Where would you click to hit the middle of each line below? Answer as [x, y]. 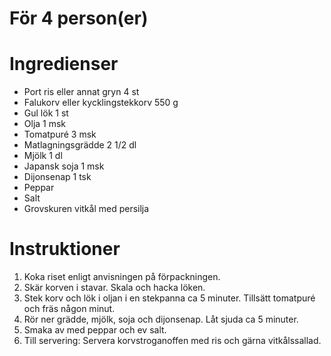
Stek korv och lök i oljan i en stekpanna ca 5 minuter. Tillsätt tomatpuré [169, 298]
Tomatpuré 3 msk [60, 134]
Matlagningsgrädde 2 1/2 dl [80, 145]
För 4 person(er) [79, 18]
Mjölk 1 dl [43, 156]
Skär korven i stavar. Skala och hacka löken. [114, 288]
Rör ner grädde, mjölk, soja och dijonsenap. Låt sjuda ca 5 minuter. [161, 319]
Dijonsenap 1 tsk [57, 177]
